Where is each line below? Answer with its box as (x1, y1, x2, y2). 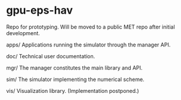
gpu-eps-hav (6, 4, 73, 17)
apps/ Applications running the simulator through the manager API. (6, 41, 171, 48)
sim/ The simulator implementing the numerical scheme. (6, 76, 145, 83)
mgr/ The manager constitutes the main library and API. (6, 64, 143, 71)
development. (6, 29, 40, 36)
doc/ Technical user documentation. (6, 52, 96, 60)
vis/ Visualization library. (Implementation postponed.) (6, 87, 139, 94)
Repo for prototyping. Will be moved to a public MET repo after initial (6, 23, 175, 30)
